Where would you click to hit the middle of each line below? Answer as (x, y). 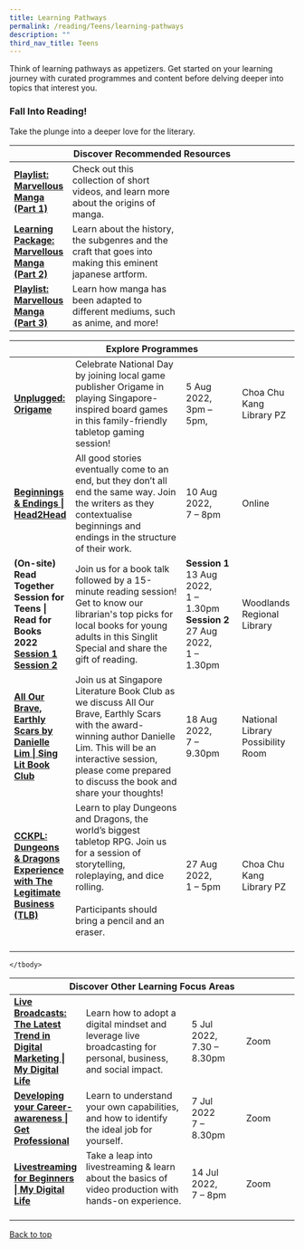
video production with (132, 1189)
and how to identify (127, 1118)
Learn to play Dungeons (126, 807)
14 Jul (205, 1172)
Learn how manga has (119, 289)
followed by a (104, 580)
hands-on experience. (133, 1200)
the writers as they (115, 503)
